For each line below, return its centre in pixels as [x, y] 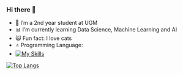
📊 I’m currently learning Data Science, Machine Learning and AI [96, 30]
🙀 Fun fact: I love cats [43, 38]
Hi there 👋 [21, 10]
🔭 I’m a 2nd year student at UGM [56, 23]
